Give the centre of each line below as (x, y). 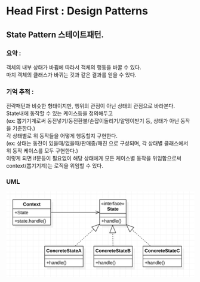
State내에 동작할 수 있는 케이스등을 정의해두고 (60, 113)
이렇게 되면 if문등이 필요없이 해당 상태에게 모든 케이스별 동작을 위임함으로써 (94, 158)
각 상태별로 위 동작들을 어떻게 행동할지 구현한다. (62, 136)
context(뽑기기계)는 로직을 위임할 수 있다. (55, 166)
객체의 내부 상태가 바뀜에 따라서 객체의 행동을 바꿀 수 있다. (74, 67)
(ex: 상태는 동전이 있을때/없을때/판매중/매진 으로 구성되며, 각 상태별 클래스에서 (97, 143)
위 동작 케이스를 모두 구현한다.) (42, 151)
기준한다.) (24, 128)
